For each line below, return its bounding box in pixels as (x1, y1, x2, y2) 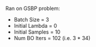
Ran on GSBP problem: (5, 5, 61, 12)
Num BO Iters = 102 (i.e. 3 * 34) (13, 35, 91, 41)
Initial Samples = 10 (13, 28, 61, 35)
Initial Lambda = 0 (13, 23, 58, 29)
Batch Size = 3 (13, 16, 49, 23)
